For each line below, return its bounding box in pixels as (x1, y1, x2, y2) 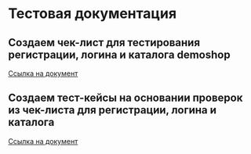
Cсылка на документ (8, 69, 78, 78)
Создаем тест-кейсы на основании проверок (8, 91, 243, 105)
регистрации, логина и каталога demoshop (8, 48, 231, 61)
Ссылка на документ (8, 136, 78, 145)
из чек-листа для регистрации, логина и (8, 103, 217, 117)
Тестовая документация (8, 5, 177, 23)
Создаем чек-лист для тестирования (8, 36, 201, 49)
